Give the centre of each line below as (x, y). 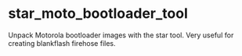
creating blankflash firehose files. (62, 43)
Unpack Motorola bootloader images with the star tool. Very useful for (121, 35)
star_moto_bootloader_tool (98, 14)
